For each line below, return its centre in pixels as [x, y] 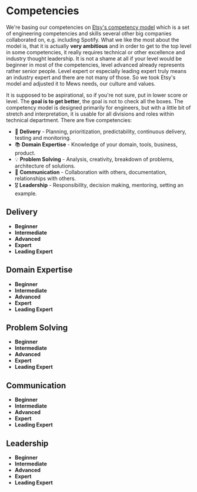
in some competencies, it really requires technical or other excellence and [96, 52]
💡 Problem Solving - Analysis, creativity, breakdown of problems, [94, 159]
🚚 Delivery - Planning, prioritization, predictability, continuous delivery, [101, 132]
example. [26, 193]
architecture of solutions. [45, 166]
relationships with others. [45, 178]
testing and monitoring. [43, 137]
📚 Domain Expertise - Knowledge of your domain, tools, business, [96, 144]
